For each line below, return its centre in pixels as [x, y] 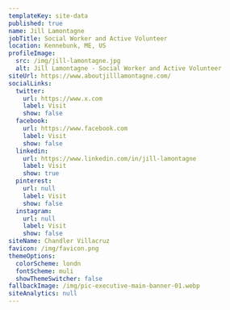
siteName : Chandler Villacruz [59, 241]
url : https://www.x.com [63, 98]
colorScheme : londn [48, 263]
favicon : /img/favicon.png [54, 249]
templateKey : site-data [48, 16]
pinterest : [34, 181]
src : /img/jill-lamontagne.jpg [68, 61]
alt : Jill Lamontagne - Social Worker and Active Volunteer [119, 69]
